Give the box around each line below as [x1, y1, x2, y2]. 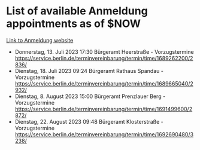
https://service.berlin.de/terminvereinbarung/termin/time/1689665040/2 [14, 79, 193, 87]
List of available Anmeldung [6, 4, 148, 18]
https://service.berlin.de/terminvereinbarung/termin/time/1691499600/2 [14, 105, 193, 112]
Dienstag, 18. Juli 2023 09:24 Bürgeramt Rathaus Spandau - [14, 67, 163, 74]
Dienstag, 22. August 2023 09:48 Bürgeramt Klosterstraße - [14, 118, 163, 125]
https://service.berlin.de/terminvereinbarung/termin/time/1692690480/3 [14, 130, 193, 138]
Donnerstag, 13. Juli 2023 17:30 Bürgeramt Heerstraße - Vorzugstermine [14, 48, 194, 55]
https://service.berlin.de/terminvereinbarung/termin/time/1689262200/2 [14, 54, 193, 62]
